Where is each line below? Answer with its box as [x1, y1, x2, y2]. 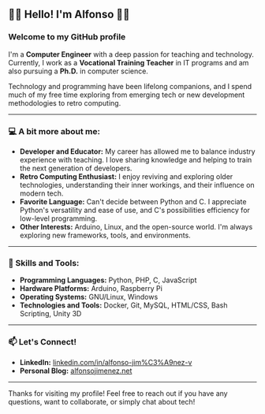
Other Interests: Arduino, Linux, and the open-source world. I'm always [19, 222, 253, 231]
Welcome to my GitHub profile [8, 32, 126, 43]
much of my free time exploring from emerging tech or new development [8, 90, 245, 99]
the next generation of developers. [19, 163, 132, 173]
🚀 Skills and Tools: [8, 257, 80, 268]
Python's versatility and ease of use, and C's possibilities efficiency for [19, 205, 251, 214]
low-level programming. [19, 214, 98, 223]
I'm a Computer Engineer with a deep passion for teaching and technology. [8, 49, 254, 59]
